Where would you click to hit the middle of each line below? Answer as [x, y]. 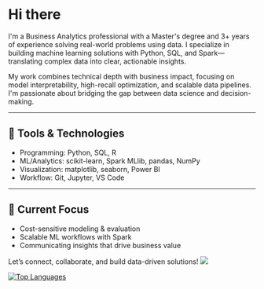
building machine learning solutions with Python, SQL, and [103, 53]
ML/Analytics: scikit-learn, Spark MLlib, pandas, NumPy [110, 161]
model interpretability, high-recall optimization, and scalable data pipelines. [130, 85]
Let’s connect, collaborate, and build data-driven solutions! [103, 262]
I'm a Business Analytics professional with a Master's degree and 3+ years [129, 36]
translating [26, 61]
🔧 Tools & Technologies [66, 134]
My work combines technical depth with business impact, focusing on [121, 76]
